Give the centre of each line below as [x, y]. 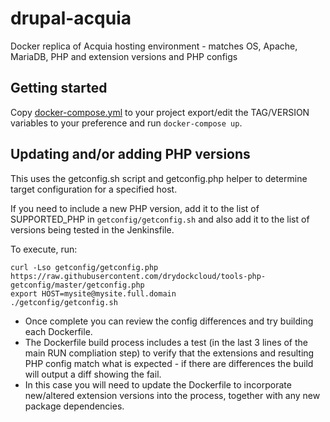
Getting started [59, 88]
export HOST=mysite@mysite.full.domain [93, 293]
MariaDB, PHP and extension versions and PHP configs [124, 56]
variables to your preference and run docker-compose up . [126, 123]
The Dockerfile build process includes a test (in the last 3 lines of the [166, 342]
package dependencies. [74, 406]
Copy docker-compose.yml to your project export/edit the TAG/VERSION [160, 112]
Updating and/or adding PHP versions [130, 154]
